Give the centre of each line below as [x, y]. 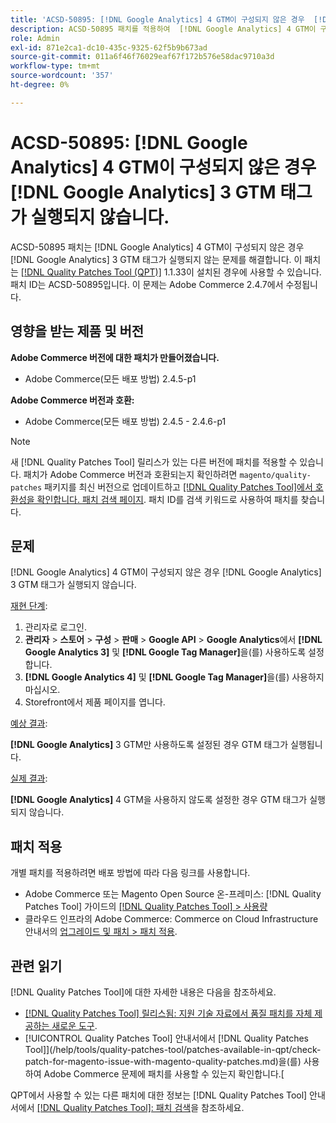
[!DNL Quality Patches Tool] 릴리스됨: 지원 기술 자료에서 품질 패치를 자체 [168, 1013]
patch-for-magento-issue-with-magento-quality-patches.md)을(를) [163, 1061]
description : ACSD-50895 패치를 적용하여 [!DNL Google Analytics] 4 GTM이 [163, 29]
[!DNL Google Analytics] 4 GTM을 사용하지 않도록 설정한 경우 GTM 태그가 [159, 800]
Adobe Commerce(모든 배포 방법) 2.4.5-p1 [110, 378]
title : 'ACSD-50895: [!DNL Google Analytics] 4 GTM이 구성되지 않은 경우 [157, 19]
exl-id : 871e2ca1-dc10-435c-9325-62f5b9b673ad [109, 47]
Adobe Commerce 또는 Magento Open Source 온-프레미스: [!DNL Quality [173, 894]
